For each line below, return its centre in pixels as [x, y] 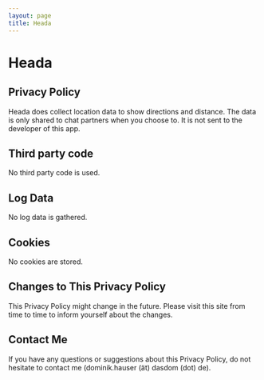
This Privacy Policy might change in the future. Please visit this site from [127, 306]
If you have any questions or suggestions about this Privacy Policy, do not [130, 359]
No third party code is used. [54, 173]
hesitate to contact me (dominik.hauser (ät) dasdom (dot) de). [110, 367]
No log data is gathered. [48, 218]
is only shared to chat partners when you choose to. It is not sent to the [126, 120]
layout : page [30, 16]
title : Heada [30, 23]
